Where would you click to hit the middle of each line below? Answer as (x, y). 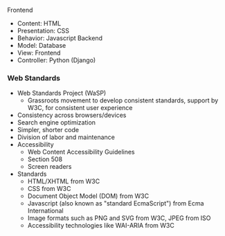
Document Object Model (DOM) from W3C (88, 196)
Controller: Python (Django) (56, 60)
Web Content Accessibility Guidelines (81, 152)
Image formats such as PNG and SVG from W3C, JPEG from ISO (119, 218)
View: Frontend (39, 53)
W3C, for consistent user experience (80, 108)
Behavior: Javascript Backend (60, 38)
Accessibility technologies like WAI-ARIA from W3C (101, 226)
